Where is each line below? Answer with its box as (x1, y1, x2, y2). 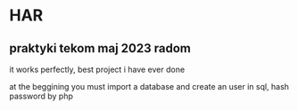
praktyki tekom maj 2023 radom (9, 41, 192, 56)
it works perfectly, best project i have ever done (9, 64, 186, 75)
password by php (9, 90, 74, 101)
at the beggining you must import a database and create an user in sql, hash (9, 82, 290, 91)
